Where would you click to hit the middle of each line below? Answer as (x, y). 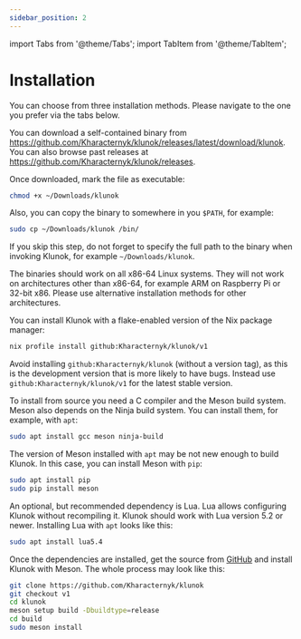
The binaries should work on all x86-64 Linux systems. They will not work (147, 274)
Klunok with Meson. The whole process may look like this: (118, 568)
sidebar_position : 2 (48, 18)
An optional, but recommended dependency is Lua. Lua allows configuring (148, 506)
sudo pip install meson (54, 489)
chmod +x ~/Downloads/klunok (64, 196)
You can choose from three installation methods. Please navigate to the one (150, 105)
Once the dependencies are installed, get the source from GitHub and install (151, 559)
